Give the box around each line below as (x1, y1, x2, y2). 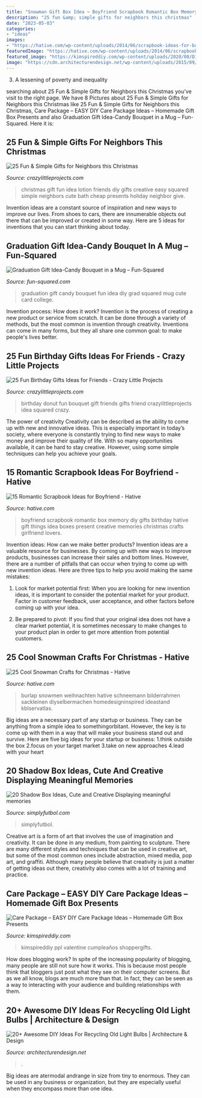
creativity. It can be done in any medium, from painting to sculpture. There (6, 839, 191, 846)
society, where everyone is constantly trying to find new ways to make (6, 430, 181, 438)
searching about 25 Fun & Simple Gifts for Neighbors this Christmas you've (6, 88, 192, 95)
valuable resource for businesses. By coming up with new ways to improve (6, 547, 192, 554)
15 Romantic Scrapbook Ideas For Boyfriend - (6, 467, 179, 477)
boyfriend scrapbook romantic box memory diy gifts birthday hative (20, 516, 189, 523)
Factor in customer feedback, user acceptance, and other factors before (14, 597, 195, 604)
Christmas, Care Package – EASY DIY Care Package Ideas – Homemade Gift (6, 107, 194, 114)
